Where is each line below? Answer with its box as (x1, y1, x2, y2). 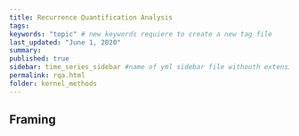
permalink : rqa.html (9, 71, 86, 80)
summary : (9, 46, 42, 55)
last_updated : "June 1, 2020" (9, 37, 122, 47)
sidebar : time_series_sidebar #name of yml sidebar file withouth (9, 63, 261, 72)
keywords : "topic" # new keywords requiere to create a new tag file (9, 29, 273, 38)
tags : (9, 21, 29, 30)
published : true (9, 54, 69, 63)
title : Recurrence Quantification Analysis (9, 12, 174, 22)
